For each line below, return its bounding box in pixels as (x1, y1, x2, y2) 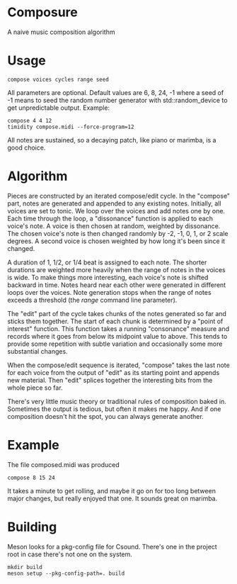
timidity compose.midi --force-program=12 (7, 123, 134, 130)
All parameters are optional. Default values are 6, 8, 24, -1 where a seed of (7, 88, 224, 96)
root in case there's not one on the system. (7, 550, 133, 558)
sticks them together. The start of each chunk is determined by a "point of (7, 317, 224, 325)
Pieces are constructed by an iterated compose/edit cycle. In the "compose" (7, 191, 231, 200)
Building (7, 519, 57, 535)
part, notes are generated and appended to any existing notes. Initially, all (7, 199, 221, 208)
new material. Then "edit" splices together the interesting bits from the (7, 376, 213, 384)
